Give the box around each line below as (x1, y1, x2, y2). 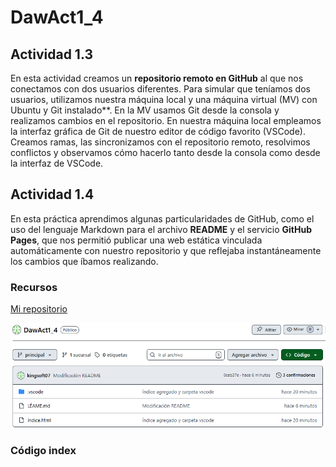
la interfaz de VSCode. (10, 157, 104, 169)
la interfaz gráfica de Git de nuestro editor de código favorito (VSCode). (10, 126, 306, 137)
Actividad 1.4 (10, 186, 95, 203)
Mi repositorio (10, 303, 68, 315)
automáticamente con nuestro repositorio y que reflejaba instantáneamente (10, 244, 322, 256)
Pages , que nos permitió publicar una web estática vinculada (10, 234, 263, 246)
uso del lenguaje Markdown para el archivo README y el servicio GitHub (10, 223, 313, 235)
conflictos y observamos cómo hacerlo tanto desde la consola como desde (10, 147, 321, 158)
